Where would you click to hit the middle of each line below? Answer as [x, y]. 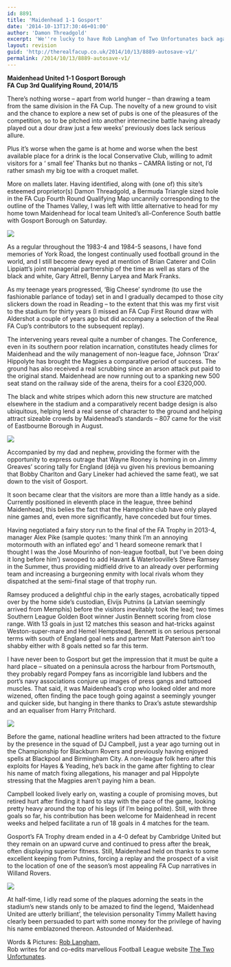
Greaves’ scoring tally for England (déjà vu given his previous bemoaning [111, 466]
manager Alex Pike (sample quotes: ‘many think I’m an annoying [98, 537]
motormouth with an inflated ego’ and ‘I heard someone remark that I [104, 544]
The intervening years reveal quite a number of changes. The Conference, [112, 339]
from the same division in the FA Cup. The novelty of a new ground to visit [112, 106]
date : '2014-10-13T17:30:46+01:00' [58, 26]
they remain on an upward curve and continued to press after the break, [109, 844]
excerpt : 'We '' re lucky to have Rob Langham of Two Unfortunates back [110, 39]
